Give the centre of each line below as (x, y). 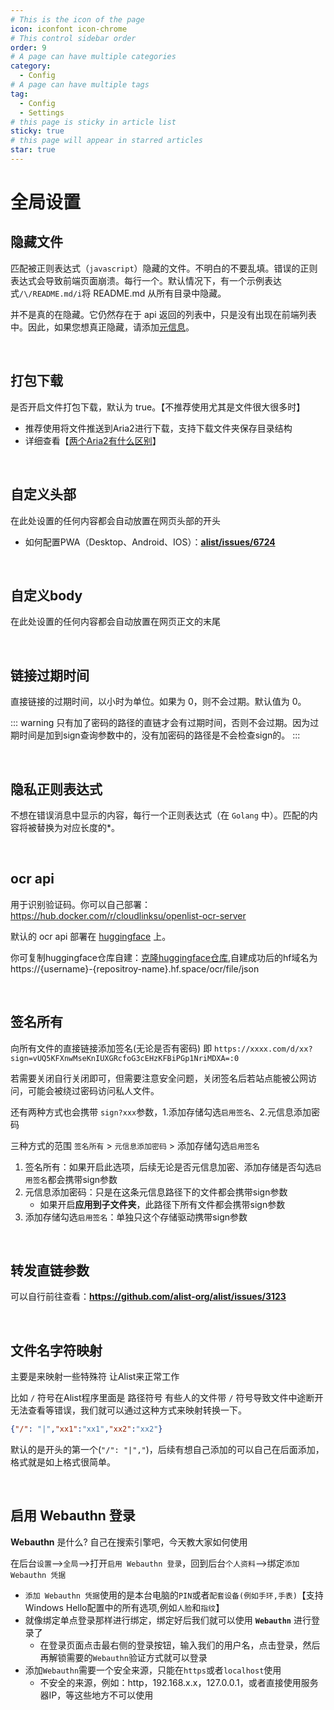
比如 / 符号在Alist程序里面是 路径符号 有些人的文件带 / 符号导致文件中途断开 (167, 1398)
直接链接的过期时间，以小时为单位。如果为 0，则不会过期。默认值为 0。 (158, 702)
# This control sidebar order (73, 38)
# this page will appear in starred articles (106, 141)
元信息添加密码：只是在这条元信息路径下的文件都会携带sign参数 (156, 1192)
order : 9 (28, 47)
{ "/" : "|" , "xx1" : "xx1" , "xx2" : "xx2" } (86, 1429)
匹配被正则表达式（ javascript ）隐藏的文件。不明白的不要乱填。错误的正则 (164, 268)
